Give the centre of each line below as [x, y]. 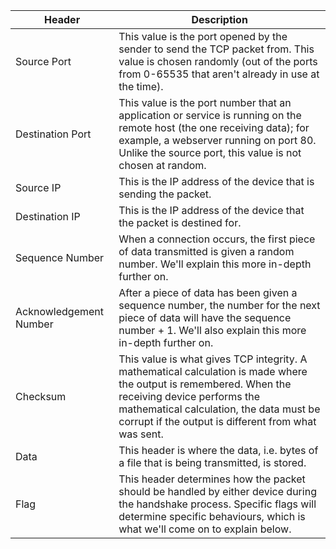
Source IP [38, 187]
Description [219, 19]
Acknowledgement [59, 311]
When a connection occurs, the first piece [217, 239]
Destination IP [48, 216]
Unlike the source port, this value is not [210, 152]
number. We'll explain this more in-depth [215, 264]
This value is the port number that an [205, 102]
